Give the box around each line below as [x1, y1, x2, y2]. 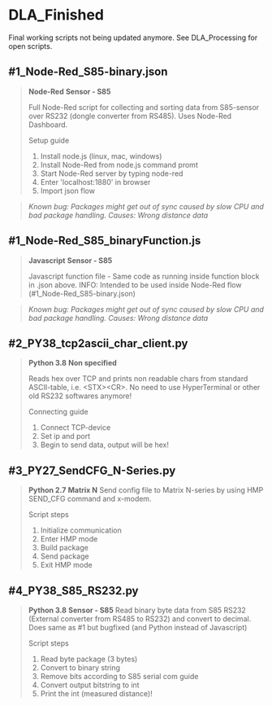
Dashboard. [28, 120, 68, 129]
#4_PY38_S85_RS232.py [8, 584, 139, 598]
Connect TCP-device [40, 423, 111, 432]
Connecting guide [28, 407, 89, 417]
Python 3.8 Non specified [28, 358, 118, 368]
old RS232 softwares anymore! [28, 391, 132, 401]
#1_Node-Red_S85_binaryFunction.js [8, 234, 201, 248]
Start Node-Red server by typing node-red [40, 169, 183, 178]
